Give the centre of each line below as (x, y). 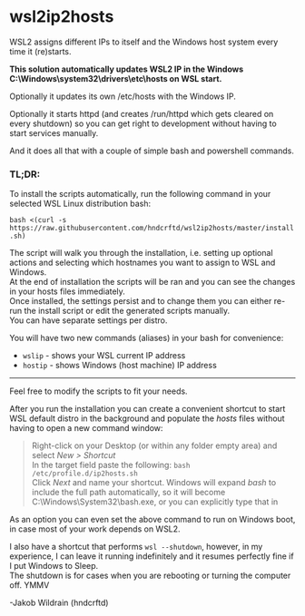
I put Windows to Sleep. (54, 566)
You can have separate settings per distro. (89, 320)
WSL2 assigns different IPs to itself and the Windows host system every (144, 42)
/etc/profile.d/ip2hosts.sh (84, 474)
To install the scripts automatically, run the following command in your (140, 194)
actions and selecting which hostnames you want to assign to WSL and (143, 263)
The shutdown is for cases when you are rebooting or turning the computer (150, 576)
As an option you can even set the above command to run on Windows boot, (152, 520)
